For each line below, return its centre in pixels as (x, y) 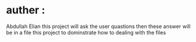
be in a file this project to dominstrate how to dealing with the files (86, 32)
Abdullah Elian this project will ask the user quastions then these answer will (98, 26)
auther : (26, 10)
